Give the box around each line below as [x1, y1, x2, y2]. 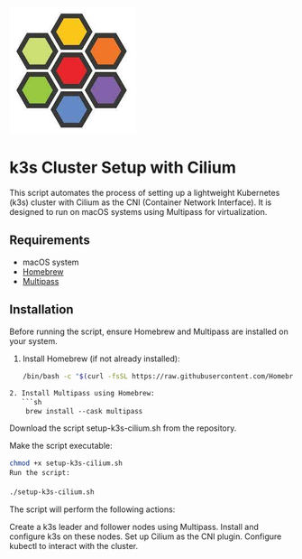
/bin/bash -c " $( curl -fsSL [22, 371, 129, 381]
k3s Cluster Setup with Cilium [9, 157, 236, 178]
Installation [9, 302, 74, 318]
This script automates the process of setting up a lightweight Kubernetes [9, 187, 280, 198]
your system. [9, 335, 59, 346]
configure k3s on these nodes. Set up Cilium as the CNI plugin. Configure [9, 531, 282, 542]
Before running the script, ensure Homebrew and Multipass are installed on [9, 326, 288, 337]
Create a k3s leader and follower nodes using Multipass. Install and [9, 521, 259, 532]
